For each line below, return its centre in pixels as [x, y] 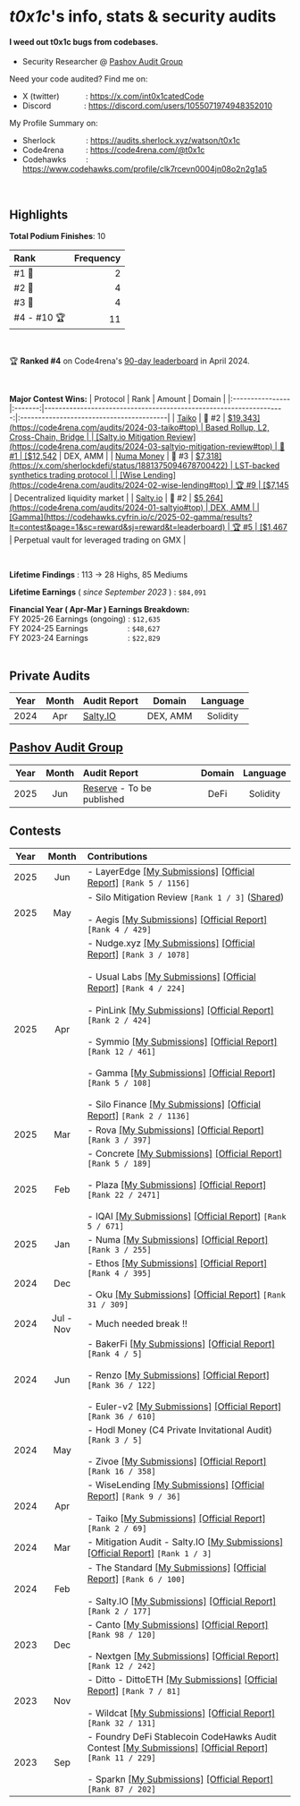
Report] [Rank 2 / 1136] [138, 1115]
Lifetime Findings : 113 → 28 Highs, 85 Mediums [99, 575]
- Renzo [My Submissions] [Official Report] [179, 1374]
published [104, 799]
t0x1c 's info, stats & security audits [143, 17]
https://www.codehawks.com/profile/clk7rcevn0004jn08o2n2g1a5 [145, 169]
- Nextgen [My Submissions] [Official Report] [183, 1656]
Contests [35, 831]
